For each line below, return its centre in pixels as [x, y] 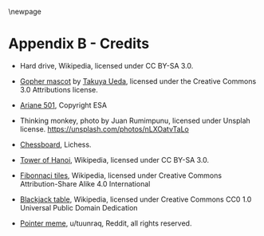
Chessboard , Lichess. [55, 144]
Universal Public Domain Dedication [79, 207]
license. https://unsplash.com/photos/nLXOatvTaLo [104, 129]
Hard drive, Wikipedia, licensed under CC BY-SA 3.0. [106, 65]
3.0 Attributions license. [59, 89]
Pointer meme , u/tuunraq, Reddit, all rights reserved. [106, 223]
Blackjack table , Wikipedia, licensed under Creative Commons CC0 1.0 [136, 199]
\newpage [25, 12]
